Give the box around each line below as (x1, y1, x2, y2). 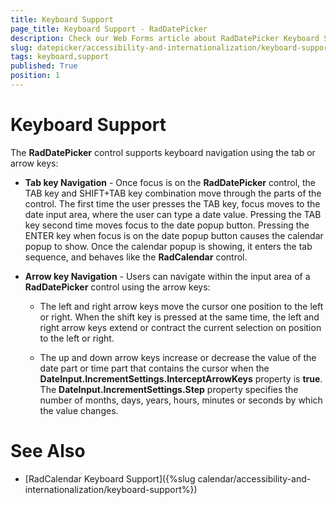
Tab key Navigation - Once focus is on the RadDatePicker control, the (24, 176, 317, 188)
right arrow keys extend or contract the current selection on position (39, 321, 322, 333)
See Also (10, 440, 86, 462)
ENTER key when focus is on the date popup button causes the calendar (24, 229, 324, 241)
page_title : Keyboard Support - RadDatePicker (10, 24, 208, 34)
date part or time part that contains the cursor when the (39, 362, 270, 374)
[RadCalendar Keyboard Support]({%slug (24, 472, 196, 485)
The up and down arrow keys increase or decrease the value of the (39, 351, 317, 363)
